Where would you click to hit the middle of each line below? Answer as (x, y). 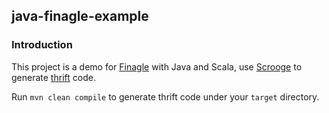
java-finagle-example (80, 16)
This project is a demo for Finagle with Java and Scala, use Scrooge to (157, 66)
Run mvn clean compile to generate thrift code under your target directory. (165, 96)
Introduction (42, 45)
